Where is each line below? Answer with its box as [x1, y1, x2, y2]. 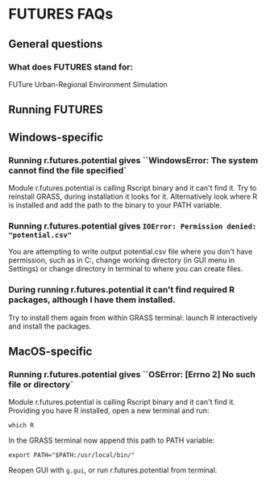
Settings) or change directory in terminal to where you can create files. [8, 264, 243, 274]
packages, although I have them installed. [8, 294, 176, 305]
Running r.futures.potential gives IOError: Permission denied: [8, 220, 257, 231]
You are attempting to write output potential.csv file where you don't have [8, 247, 253, 257]
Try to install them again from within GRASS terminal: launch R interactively [8, 313, 258, 322]
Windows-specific [8, 130, 103, 144]
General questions [8, 37, 103, 51]
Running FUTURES [8, 103, 103, 117]
